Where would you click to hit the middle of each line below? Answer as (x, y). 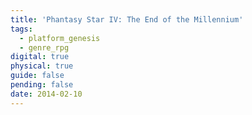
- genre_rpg (44, 47)
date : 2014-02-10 (46, 94)
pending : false (42, 85)
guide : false (37, 76)
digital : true (40, 57)
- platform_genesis (60, 38)
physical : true (42, 66)
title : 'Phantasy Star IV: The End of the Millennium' (127, 19)
